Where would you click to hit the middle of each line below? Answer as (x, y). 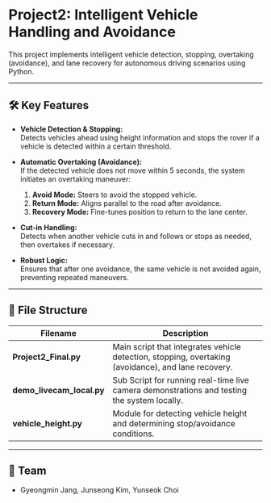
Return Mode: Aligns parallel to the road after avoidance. (127, 203)
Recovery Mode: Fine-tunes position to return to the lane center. (140, 212)
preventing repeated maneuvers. (74, 277)
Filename (58, 333)
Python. (21, 71)
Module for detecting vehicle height (180, 413)
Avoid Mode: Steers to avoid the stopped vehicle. (115, 195)
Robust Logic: (44, 260)
